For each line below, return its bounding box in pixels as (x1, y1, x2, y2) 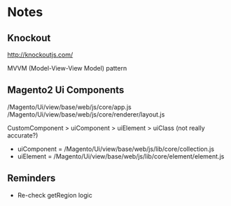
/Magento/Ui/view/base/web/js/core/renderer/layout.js (7, 110, 165, 119)
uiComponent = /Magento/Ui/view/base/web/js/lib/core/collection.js (17, 145, 215, 153)
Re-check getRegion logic (17, 191, 92, 199)
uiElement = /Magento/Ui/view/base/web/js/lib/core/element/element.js (17, 152, 225, 161)
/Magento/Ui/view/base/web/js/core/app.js (7, 103, 132, 111)
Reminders (7, 172, 56, 184)
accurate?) (7, 131, 38, 140)
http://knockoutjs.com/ (7, 50, 73, 59)
